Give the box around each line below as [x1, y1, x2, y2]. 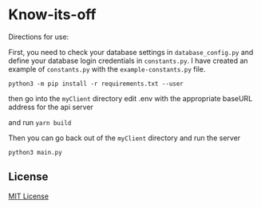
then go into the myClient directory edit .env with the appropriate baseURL [8, 93, 253, 103]
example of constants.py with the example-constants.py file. [8, 64, 206, 73]
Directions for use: [8, 32, 69, 41]
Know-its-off [8, 6, 97, 24]
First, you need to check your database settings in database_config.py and [8, 47, 254, 57]
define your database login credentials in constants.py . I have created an [8, 56, 249, 65]
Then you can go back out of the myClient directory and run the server [8, 133, 241, 143]
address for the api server [8, 102, 94, 112]
